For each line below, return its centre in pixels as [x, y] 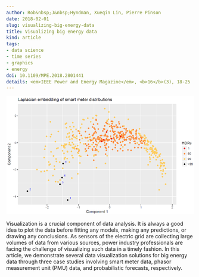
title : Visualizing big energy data [52, 32]
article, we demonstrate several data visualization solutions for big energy [97, 255]
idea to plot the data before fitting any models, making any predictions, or [96, 230]
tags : [13, 44]
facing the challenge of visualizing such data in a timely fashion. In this [93, 249]
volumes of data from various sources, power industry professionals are [95, 242]
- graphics [20, 63]
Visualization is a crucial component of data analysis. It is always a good [95, 223]
